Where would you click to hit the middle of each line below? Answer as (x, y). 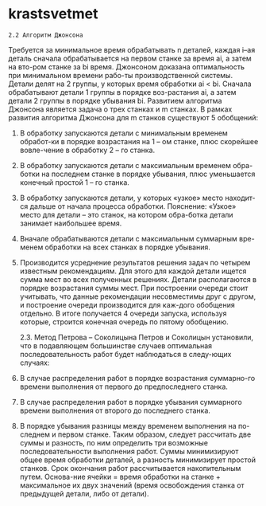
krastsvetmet (53, 14)
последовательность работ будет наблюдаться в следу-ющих (125, 354)
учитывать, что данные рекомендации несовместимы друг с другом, (138, 296)
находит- (240, 198)
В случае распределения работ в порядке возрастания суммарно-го (137, 378)
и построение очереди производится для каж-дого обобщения (127, 304)
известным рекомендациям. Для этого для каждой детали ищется (133, 271)
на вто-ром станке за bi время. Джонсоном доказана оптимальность (126, 67)
